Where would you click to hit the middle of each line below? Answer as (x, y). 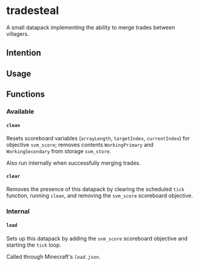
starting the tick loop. (34, 245)
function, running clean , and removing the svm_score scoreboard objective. (99, 196)
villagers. (18, 33)
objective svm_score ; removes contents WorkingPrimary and (80, 145)
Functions (26, 94)
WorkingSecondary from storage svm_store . (59, 151)
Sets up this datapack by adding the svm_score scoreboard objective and (97, 238)
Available (20, 112)
